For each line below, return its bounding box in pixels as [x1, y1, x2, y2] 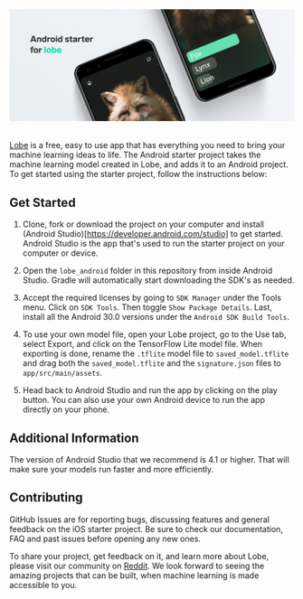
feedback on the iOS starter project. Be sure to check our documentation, [9, 523, 283, 534]
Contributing [9, 490, 83, 505]
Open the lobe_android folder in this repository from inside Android [22, 266, 273, 276]
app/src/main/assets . [22, 368, 102, 379]
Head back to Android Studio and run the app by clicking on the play [22, 385, 278, 396]
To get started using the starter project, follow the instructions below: [9, 169, 268, 180]
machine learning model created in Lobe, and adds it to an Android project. [9, 159, 289, 170]
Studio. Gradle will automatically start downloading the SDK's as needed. [22, 275, 295, 285]
